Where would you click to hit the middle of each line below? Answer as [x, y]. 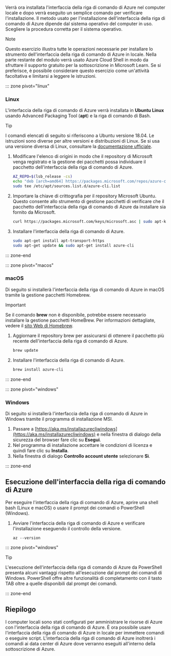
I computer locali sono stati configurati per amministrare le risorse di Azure [84, 622]
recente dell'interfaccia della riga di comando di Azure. [70, 341]
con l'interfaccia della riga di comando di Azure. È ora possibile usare [78, 627]
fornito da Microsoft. [34, 212]
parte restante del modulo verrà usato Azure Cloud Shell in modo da [77, 60]
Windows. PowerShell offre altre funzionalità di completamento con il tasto [84, 578]
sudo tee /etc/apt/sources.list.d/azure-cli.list [67, 186]
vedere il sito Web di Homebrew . [39, 325]
